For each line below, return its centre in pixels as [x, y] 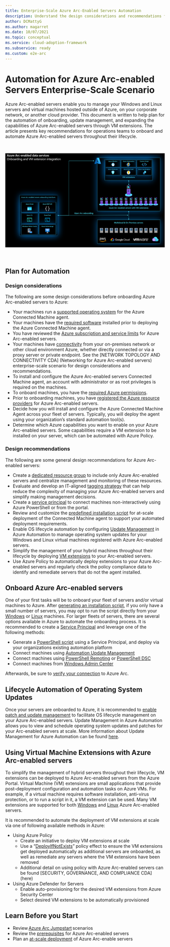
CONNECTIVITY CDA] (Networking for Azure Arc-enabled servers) [82, 360]
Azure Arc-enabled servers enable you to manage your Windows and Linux [84, 104]
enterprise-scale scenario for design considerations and [71, 366]
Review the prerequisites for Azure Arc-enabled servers [71, 933]
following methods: [25, 632]
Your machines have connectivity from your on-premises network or [84, 344]
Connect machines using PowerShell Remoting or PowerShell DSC [81, 658]
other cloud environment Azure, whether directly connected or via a [83, 350]
